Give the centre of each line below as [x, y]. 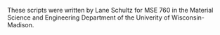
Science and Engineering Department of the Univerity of [89, 17]
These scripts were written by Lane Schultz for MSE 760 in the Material [110, 10]
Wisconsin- [188, 17]
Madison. [21, 25]
